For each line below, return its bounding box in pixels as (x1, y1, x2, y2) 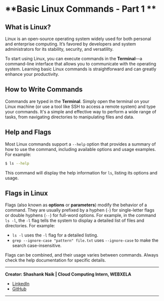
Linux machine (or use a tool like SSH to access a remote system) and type (5, 104, 156, 109)
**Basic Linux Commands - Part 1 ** (5, 3, 157, 15)
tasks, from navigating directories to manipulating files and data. (5, 114, 134, 120)
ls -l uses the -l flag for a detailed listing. (12, 232, 99, 238)
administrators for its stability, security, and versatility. (5, 46, 114, 52)
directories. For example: (5, 223, 55, 229)
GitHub (12, 286, 27, 292)
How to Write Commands (5, 86, 83, 94)
